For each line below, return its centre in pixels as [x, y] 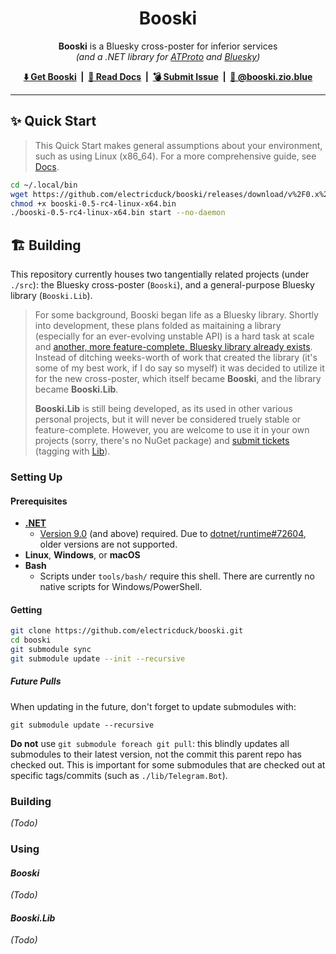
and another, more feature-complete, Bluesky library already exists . [173, 347]
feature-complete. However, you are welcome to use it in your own [172, 430]
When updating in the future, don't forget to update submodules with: [153, 706]
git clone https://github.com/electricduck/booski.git [127, 631]
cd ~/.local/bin [44, 185]
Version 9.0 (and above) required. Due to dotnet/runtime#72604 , [173, 534]
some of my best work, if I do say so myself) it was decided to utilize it [179, 368]
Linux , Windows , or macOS [82, 555]
